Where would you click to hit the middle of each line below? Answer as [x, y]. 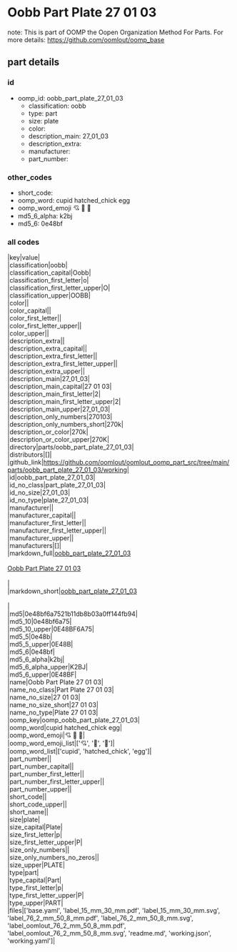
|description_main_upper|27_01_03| [59, 409]
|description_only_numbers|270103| [60, 417]
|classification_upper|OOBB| [49, 295]
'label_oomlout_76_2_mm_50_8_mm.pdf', [67, 926]
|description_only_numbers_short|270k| [65, 425]
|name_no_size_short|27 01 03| [53, 705]
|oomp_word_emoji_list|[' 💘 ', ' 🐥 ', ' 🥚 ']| [61, 744]
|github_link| [26, 462]
